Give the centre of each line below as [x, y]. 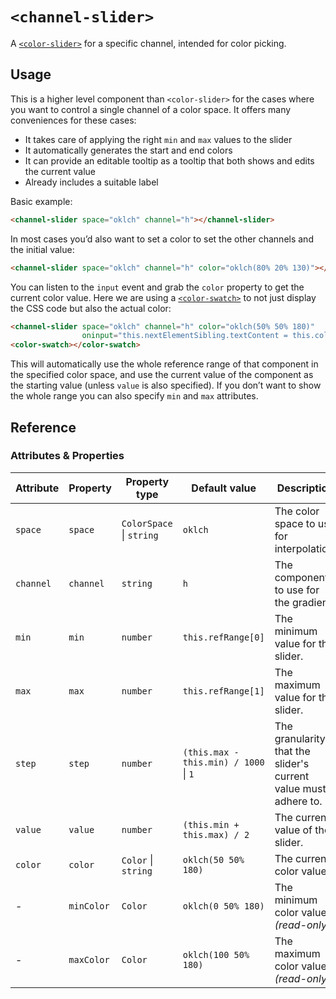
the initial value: [42, 249]
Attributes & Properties [67, 456]
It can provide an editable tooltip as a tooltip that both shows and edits [169, 160]
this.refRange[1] [223, 691]
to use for [297, 590]
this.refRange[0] [223, 637]
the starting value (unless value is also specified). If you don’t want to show [166, 385]
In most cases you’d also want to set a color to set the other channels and [162, 239]
